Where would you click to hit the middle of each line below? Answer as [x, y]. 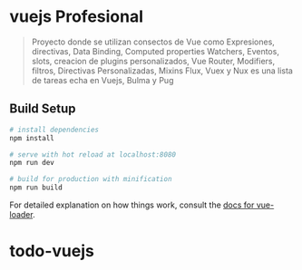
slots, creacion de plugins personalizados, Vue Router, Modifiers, [153, 61]
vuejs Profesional [76, 17]
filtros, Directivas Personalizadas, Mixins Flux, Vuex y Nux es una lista [162, 71]
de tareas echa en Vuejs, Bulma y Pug [102, 80]
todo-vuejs [52, 251]
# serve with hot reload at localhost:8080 [93, 154]
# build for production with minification [91, 179]
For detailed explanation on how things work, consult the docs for [132, 205]
